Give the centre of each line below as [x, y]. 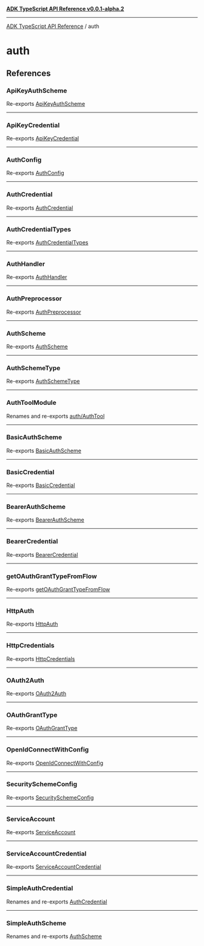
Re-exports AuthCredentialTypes [47, 243]
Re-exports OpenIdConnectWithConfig [55, 763]
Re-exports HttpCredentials [41, 658]
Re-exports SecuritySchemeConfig [50, 797]
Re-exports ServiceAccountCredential [54, 867]
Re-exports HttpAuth [32, 624]
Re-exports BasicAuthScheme [44, 451]
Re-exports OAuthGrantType [42, 728]
